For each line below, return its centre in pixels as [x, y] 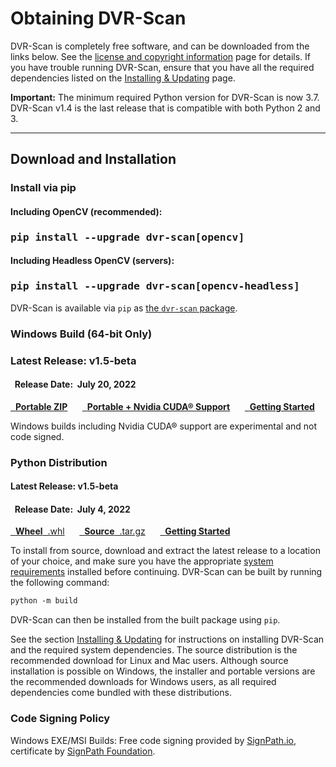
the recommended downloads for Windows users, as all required [143, 682]
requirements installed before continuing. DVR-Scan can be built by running [166, 572]
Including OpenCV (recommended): [86, 211]
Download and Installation [93, 159]
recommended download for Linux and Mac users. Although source [149, 661]
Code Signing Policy [60, 719]
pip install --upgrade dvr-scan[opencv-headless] [155, 286]
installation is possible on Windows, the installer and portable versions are [163, 671]
